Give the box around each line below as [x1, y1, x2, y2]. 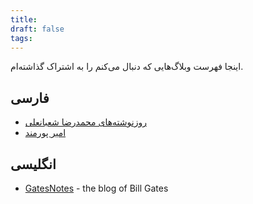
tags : [10, 33, 33, 43]
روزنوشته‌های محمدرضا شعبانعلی [24, 116, 147, 128]
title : [10, 14, 38, 25]
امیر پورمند [24, 127, 67, 139]
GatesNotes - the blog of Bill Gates [24, 182, 169, 194]
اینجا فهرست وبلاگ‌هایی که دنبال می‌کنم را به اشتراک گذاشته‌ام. [10, 61, 244, 73]
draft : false [10, 24, 65, 34]
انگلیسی [10, 156, 57, 173]
